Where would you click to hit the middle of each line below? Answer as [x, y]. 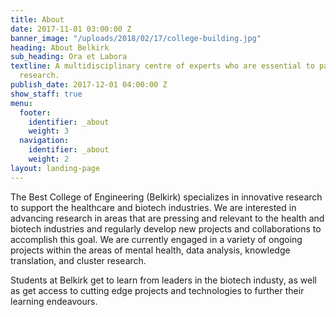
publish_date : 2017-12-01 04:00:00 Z [89, 85]
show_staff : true [46, 94]
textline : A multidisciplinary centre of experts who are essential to [162, 66]
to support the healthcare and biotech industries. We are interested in [153, 207]
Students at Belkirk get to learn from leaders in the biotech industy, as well [163, 280]
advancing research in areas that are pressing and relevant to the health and [167, 218]
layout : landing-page [55, 168]
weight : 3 [49, 131]
